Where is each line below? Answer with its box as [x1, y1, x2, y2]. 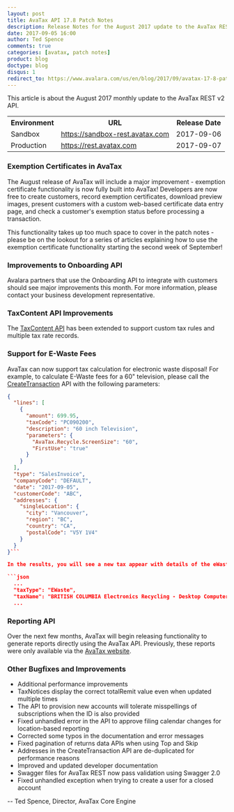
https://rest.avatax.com [61, 141, 137, 151]
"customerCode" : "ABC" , [13, 490, 82, 497]
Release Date [176, 118, 221, 128]
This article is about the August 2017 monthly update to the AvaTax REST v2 [7, 94, 225, 102]
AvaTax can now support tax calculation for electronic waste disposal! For [7, 365, 219, 373]
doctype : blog [7, 62, 49, 69]
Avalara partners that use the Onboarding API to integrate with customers [7, 276, 218, 284]
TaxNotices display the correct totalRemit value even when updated [17, 687, 212, 696]
